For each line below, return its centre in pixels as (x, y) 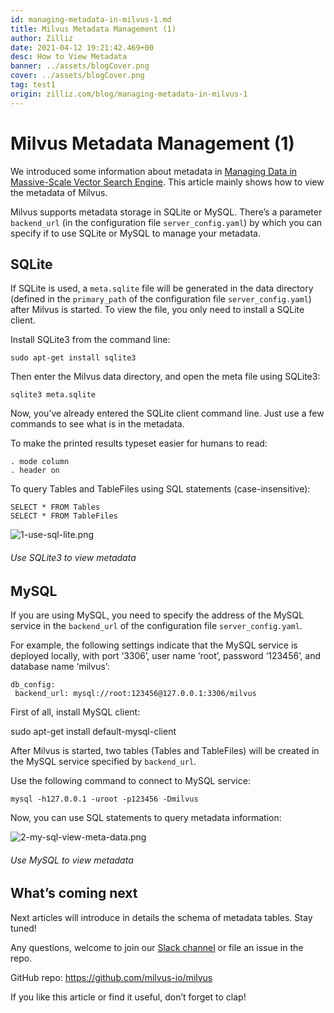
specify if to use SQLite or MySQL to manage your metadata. (135, 233)
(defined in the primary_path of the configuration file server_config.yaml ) (161, 299)
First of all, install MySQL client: (75, 712)
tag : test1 (33, 85)
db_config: (33, 685)
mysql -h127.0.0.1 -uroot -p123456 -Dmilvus (104, 799)
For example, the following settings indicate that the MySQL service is (154, 645)
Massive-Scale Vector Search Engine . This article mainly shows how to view (167, 182)
